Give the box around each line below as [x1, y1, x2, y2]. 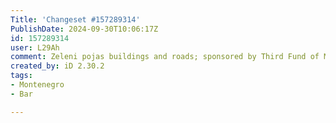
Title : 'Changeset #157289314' [10, 14, 141, 25]
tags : [10, 71, 33, 81]
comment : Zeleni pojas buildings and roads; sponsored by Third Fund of [10, 52, 320, 62]
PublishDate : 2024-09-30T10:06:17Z [10, 24, 159, 34]
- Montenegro [10, 80, 65, 90]
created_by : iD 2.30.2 [10, 61, 105, 71]
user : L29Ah [10, 42, 60, 53]
